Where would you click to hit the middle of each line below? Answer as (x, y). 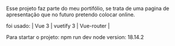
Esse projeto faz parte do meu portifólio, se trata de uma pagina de (88, 8)
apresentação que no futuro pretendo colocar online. (71, 15)
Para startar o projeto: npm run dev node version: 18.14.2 (75, 37)
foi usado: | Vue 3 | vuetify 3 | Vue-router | (58, 26)
